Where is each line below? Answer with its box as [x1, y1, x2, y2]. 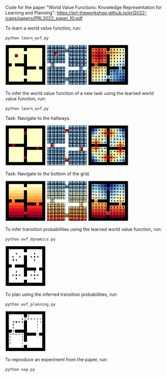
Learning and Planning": [5, 10, 56, 16]
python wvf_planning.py [5, 302, 56, 307]
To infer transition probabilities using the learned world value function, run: [5, 226, 162, 232]
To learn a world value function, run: [5, 25, 81, 31]
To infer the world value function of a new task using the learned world [5, 90, 154, 96]
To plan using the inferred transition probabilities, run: [5, 291, 118, 297]
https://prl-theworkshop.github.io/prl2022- [57, 10, 147, 16]
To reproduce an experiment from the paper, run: [5, 357, 108, 362]
